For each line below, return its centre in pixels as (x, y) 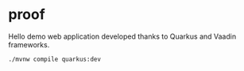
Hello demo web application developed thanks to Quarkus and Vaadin (122, 36)
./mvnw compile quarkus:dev (55, 59)
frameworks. (29, 44)
